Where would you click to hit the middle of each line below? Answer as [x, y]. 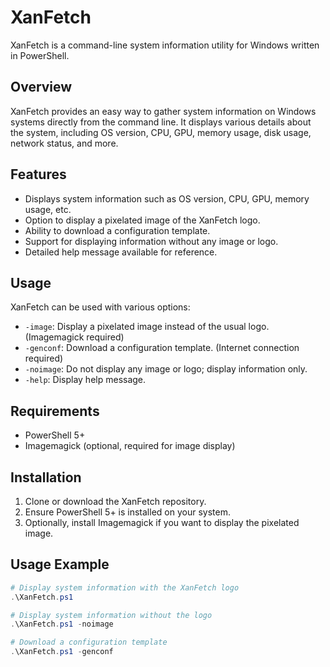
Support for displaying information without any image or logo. [151, 241]
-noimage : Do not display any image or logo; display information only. [166, 369]
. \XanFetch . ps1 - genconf [62, 652]
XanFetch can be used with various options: [100, 307]
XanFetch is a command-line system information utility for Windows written [165, 45]
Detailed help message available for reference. [121, 252]
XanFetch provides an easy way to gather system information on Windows [163, 111]
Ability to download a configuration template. [117, 230]
